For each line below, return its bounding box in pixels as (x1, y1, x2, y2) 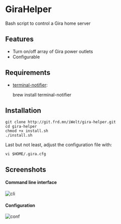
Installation (5, 106, 41, 115)
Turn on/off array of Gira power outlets (12, 48, 93, 54)
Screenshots (5, 165, 46, 174)
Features (5, 35, 34, 43)
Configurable (12, 54, 40, 60)
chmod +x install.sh (5, 128, 49, 133)
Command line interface (5, 180, 57, 186)
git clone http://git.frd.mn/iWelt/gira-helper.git (5, 120, 116, 125)
